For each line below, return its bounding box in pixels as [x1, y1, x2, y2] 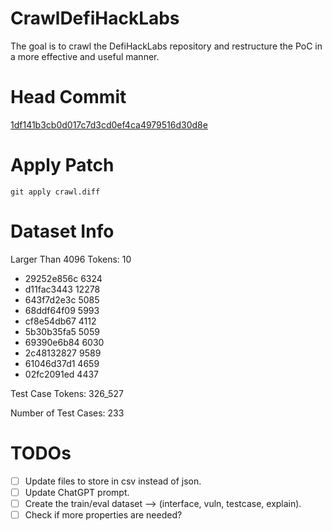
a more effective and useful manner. [10, 50, 160, 62]
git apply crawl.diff [10, 187, 101, 197]
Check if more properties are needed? [24, 508, 183, 521]
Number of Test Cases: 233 [10, 407, 125, 419]
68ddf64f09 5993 [24, 304, 100, 316]
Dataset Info [10, 220, 115, 242]
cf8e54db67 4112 [24, 315, 97, 327]
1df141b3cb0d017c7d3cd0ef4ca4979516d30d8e [10, 118, 208, 131]
